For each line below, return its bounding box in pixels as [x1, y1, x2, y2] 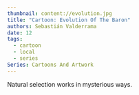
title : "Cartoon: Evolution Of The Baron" [7, 17, 131, 23]
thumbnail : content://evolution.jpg [7, 10, 112, 17]
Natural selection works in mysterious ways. [7, 80, 133, 88]
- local [13, 49, 36, 56]
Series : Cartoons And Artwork [7, 61, 94, 68]
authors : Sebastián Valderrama [7, 23, 97, 30]
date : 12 [7, 29, 32, 36]
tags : [7, 36, 23, 43]
